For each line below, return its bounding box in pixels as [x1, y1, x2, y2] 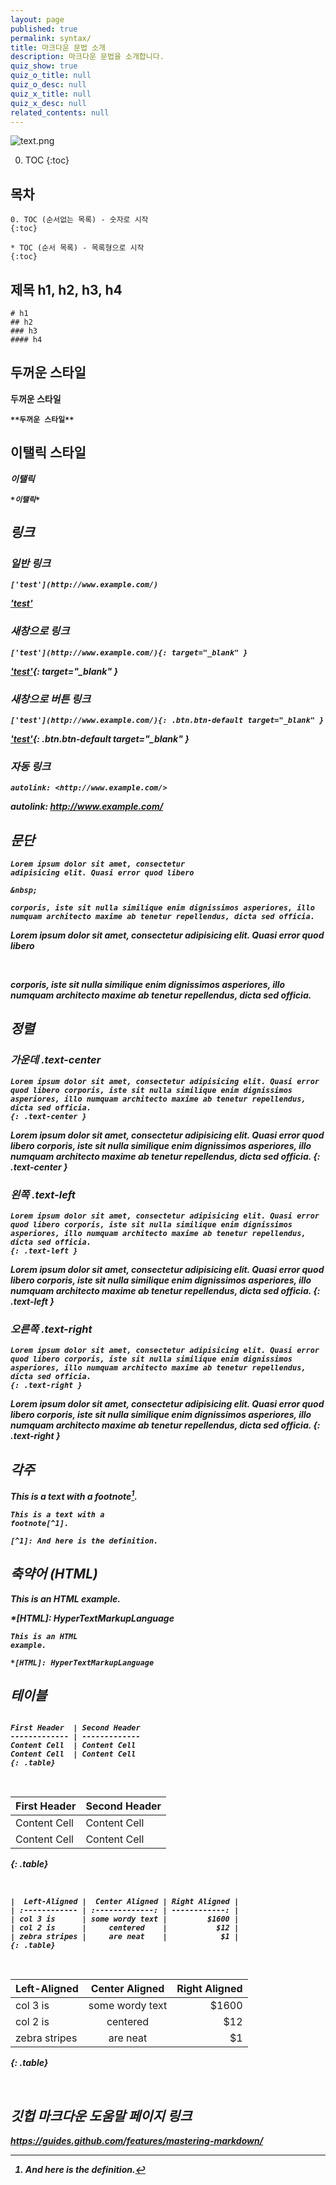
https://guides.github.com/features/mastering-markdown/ [10, 2135, 264, 2147]
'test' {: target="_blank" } [10, 665, 119, 677]
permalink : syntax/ [10, 33, 92, 43]
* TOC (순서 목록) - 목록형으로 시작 [10, 243, 145, 253]
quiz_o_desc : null [10, 80, 87, 90]
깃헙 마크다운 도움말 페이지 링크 [10, 2107, 193, 2125]
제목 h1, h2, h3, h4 [10, 281, 123, 298]
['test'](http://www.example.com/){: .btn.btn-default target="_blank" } [10, 715, 325, 725]
